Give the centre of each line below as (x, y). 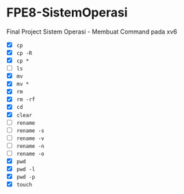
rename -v (30, 138)
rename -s (30, 131)
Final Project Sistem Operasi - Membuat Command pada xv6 (92, 32)
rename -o (30, 154)
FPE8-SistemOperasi (67, 13)
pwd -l (26, 169)
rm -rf (26, 100)
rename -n (30, 146)
